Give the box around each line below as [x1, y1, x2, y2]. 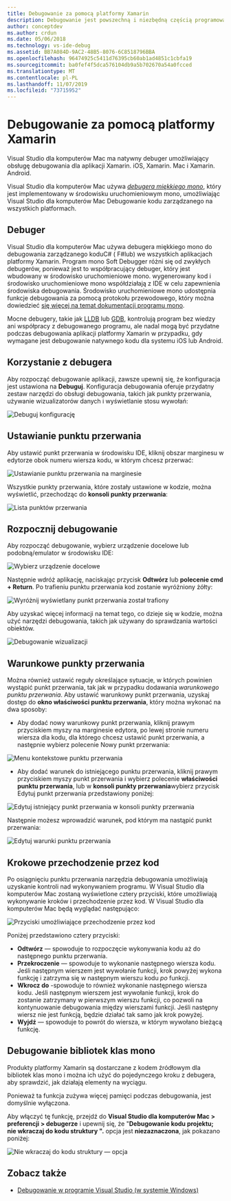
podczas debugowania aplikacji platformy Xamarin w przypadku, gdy [7, 329, 203, 337]
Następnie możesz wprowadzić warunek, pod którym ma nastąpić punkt [7, 816, 212, 824]
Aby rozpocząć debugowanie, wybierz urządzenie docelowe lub [7, 542, 189, 550]
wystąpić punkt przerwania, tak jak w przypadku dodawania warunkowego [7, 684, 219, 692]
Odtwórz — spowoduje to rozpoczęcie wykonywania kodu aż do [16, 944, 201, 953]
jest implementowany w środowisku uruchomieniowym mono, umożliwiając [7, 190, 220, 198]
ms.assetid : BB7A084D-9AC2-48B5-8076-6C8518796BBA [7, 49, 155, 56]
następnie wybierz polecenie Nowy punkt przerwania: [16, 741, 170, 749]
